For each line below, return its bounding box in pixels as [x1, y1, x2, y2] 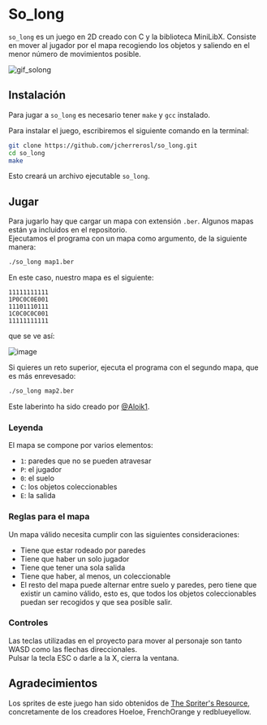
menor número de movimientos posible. [8, 49, 142, 59]
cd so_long [8, 149, 45, 157]
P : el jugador [19, 465, 62, 475]
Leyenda [8, 422, 43, 433]
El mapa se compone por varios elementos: [8, 441, 153, 450]
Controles [8, 617, 49, 628]
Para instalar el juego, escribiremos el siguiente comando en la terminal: [8, 125, 249, 135]
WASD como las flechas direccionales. [8, 644, 138, 654]
